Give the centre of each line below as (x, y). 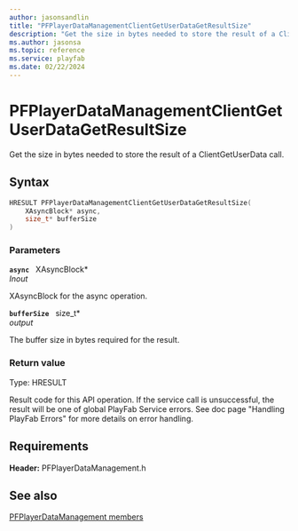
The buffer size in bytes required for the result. (94, 340)
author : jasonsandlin (49, 17)
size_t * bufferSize (61, 219)
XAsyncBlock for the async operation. (78, 296)
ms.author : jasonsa (45, 42)
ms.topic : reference (47, 51)
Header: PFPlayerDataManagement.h (78, 468)
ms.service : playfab (47, 59)
